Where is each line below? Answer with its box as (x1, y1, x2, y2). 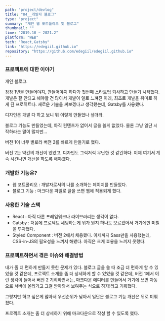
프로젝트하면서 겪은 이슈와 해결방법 (5, 252, 83, 259)
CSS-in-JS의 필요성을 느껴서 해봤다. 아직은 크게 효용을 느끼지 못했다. (12, 239, 146, 245)
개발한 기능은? (5, 169, 38, 176)
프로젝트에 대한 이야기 (5, 66, 54, 73)
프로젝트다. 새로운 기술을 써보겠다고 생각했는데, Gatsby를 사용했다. (15, 101, 145, 107)
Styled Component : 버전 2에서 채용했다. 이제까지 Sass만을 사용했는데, (12, 232, 151, 238)
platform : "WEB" (5, 35, 39, 40)
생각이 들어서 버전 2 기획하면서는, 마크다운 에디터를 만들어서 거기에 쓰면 (10, 276, 149, 283)
